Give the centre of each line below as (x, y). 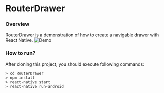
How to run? (20, 53)
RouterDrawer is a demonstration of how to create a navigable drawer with (82, 35)
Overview (17, 24)
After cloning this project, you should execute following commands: (75, 64)
